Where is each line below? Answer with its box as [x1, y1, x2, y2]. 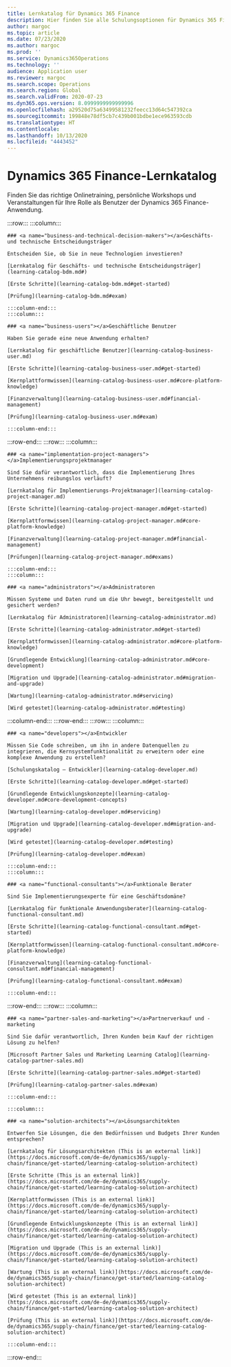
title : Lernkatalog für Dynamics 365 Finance [7, 10, 140, 17]
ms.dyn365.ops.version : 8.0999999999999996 [7, 100, 134, 107]
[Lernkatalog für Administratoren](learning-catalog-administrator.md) [7, 614, 217, 621]
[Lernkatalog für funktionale [7, 905, 94, 912]
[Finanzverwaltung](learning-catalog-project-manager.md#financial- [7, 535, 208, 542]
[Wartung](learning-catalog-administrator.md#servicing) [7, 693, 174, 700]
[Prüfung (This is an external [7, 1317, 97, 1324]
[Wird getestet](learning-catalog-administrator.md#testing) [7, 705, 186, 711]
